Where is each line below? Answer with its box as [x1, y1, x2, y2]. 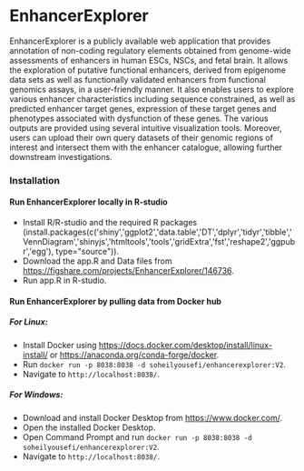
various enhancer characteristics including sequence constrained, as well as [9, 93, 296, 105]
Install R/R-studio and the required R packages [22, 217, 198, 228]
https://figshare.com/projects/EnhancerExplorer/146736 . [22, 266, 234, 276]
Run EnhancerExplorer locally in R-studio [9, 196, 168, 207]
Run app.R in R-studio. [22, 275, 107, 286]
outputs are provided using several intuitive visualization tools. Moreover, [9, 122, 283, 133]
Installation [9, 174, 61, 186]
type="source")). [55, 246, 120, 257]
